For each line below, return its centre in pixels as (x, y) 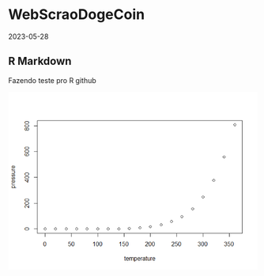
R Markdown (40, 61)
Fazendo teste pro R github (52, 80)
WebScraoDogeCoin (76, 15)
